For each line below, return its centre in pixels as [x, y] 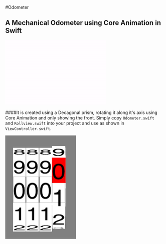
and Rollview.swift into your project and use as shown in [65, 123]
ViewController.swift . [28, 128]
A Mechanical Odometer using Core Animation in [83, 23]
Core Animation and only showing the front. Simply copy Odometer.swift [80, 117]
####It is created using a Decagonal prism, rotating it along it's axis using [81, 112]
